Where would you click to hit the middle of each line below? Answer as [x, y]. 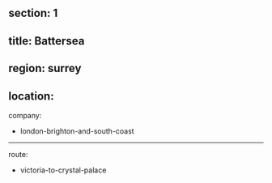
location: [31, 96]
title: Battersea [47, 41]
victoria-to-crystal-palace [63, 170]
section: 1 [33, 13]
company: [25, 115]
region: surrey [45, 68]
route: [18, 154]
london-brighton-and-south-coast [77, 131]
